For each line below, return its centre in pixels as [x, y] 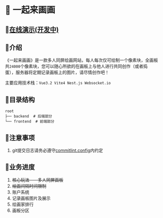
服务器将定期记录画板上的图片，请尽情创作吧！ [62, 72]
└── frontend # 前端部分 [30, 122]
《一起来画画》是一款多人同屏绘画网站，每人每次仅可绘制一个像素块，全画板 [81, 60]
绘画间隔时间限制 [29, 186]
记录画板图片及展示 [31, 198]
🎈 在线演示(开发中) [32, 30]
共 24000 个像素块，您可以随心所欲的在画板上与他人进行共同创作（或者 [74, 66]
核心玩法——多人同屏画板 [38, 180]
